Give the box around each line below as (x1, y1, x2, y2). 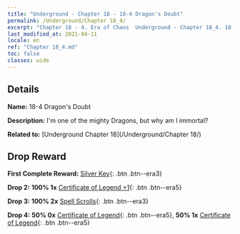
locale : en (7, 37, 40, 44)
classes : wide (7, 57, 50, 64)
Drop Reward (7, 151, 66, 163)
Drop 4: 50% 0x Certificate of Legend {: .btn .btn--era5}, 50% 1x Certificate (7, 211, 231, 220)
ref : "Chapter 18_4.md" (7, 44, 79, 51)
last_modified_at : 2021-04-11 (7, 30, 98, 38)
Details (7, 83, 39, 96)
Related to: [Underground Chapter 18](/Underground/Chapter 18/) (7, 130, 201, 138)
